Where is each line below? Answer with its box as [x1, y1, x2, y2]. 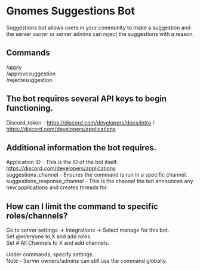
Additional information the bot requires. [6, 142, 157, 153]
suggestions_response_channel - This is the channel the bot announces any [6, 178, 193, 185]
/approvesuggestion [6, 70, 56, 77]
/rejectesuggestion [6, 76, 53, 83]
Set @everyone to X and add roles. [6, 233, 92, 240]
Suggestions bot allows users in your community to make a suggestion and [6, 24, 191, 31]
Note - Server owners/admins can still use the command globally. [6, 257, 167, 265]
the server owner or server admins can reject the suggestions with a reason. [6, 30, 195, 37]
